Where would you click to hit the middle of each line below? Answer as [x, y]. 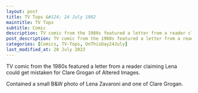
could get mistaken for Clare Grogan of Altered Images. [73, 72]
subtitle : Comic [26, 28]
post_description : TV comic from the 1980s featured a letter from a [93, 39]
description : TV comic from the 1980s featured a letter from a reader [96, 33]
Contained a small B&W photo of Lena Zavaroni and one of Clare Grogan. [95, 84]
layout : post [22, 11]
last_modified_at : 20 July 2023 [46, 50]
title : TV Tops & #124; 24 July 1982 [51, 17]
